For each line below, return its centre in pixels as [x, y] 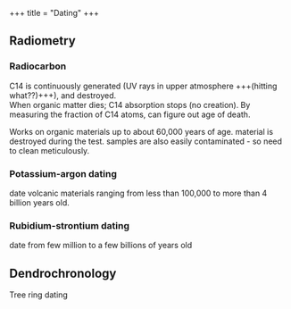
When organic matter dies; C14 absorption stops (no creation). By [130, 104]
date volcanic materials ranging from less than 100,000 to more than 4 [138, 193]
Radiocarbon [38, 66]
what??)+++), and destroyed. [63, 95]
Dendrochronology [63, 273]
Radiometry [42, 41]
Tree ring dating [39, 295]
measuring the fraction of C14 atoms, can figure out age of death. [130, 114]
